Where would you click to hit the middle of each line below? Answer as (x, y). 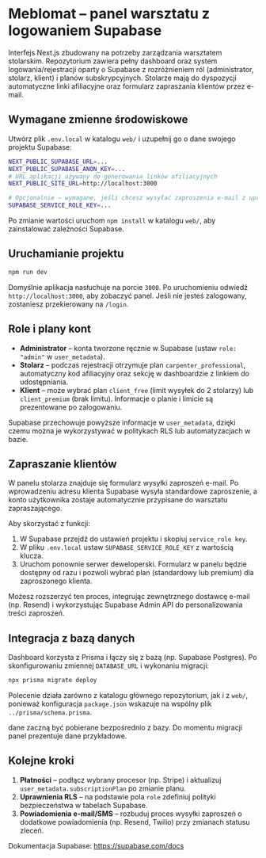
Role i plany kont (50, 329)
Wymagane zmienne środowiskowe (98, 120)
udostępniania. (44, 382)
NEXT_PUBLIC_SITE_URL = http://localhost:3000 (83, 184)
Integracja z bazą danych (72, 638)
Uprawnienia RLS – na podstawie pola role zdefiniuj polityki (118, 796)
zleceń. (32, 830)
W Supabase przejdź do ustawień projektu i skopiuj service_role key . (133, 539)
